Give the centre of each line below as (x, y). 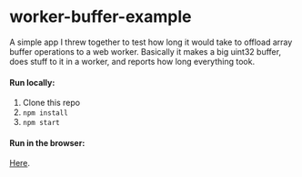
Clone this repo (51, 103)
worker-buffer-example (101, 17)
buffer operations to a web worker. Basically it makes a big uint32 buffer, (146, 51)
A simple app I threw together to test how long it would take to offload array (151, 42)
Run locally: (32, 82)
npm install (45, 113)
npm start (41, 123)
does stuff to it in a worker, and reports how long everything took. (132, 61)
